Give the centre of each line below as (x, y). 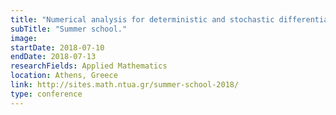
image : (24, 38)
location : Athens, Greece (64, 76)
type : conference (46, 94)
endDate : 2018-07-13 (53, 57)
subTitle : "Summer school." (69, 29)
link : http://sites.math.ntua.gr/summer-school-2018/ (125, 85)
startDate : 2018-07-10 (57, 47)
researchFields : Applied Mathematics (89, 66)
